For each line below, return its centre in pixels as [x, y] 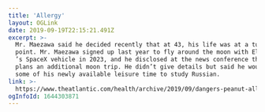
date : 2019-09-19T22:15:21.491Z [61, 30]
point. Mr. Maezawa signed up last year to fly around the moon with [132, 52]
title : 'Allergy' [37, 15]
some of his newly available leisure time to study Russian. [118, 74]
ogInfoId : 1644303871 [44, 96]
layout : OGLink [33, 23]
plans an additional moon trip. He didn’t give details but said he [130, 67]
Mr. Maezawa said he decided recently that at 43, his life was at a [132, 45]
